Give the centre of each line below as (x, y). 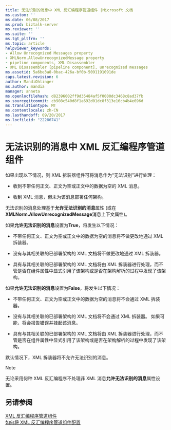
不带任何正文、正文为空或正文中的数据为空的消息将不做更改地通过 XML (88, 236)
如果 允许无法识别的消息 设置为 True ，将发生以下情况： (62, 225)
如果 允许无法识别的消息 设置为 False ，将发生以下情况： (63, 288)
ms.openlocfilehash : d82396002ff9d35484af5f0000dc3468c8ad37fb (74, 96)
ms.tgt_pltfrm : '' (25, 39)
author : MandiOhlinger (30, 82)
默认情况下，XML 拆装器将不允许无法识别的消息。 (58, 357)
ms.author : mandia (25, 86)
